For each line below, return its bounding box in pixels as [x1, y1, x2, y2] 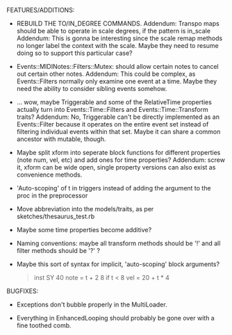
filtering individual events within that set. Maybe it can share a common [16, 128, 221, 136]
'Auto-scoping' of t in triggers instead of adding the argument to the [16, 184, 211, 192]
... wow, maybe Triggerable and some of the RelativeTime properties [16, 98, 213, 106]
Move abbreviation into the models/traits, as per [16, 205, 154, 213]
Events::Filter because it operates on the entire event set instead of [16, 120, 209, 128]
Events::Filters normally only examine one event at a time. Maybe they [16, 77, 217, 85]
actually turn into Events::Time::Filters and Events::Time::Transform [16, 106, 209, 113]
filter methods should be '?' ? [16, 247, 100, 254]
